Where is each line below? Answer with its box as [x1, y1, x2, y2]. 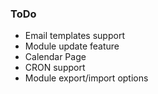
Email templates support [24, 30, 125, 42]
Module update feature [24, 40, 120, 52]
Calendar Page [24, 51, 87, 63]
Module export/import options [24, 72, 149, 84]
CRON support [24, 62, 86, 74]
